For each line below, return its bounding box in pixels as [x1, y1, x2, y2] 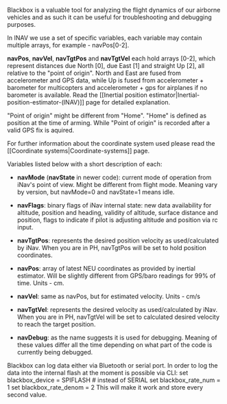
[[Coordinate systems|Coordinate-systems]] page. [7, 147, 150, 155]
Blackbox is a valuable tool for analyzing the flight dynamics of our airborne [7, 6, 221, 14]
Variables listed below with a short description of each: [7, 160, 163, 168]
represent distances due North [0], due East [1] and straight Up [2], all [7, 62, 204, 69]
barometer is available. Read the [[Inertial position [7, 91, 147, 99]
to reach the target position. [16, 320, 96, 328]
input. [16, 223, 34, 231]
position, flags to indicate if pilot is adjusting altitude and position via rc [16, 216, 218, 224]
